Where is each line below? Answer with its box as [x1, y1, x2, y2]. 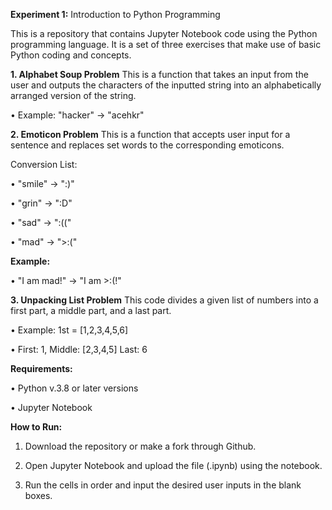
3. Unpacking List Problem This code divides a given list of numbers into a [10, 294, 319, 306]
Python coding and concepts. [10, 49, 132, 61]
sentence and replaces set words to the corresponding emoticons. [10, 139, 285, 151]
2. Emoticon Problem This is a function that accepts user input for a [10, 129, 291, 140]
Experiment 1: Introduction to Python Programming [10, 9, 221, 20]
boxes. [24, 490, 53, 501]
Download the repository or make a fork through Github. [24, 440, 257, 452]
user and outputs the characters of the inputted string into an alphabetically [10, 79, 322, 91]
